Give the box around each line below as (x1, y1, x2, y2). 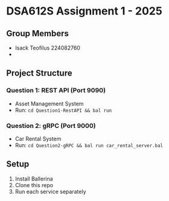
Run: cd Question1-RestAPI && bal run (14, 106, 112, 113)
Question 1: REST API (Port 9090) (6, 86, 106, 95)
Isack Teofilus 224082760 (14, 44, 80, 51)
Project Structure (6, 68, 72, 78)
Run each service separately (14, 188, 86, 195)
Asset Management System (14, 100, 84, 107)
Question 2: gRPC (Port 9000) (6, 121, 97, 130)
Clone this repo (14, 181, 53, 188)
